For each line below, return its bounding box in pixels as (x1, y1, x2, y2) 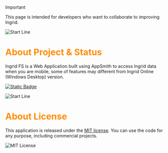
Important (5, 5, 26, 10)
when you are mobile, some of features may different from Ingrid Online (5, 68, 154, 74)
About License (5, 111, 67, 122)
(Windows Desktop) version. (5, 74, 64, 80)
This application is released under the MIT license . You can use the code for (5, 127, 163, 133)
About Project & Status (5, 47, 102, 58)
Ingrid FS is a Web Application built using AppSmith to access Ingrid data (5, 63, 157, 69)
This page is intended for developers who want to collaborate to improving (5, 14, 160, 20)
